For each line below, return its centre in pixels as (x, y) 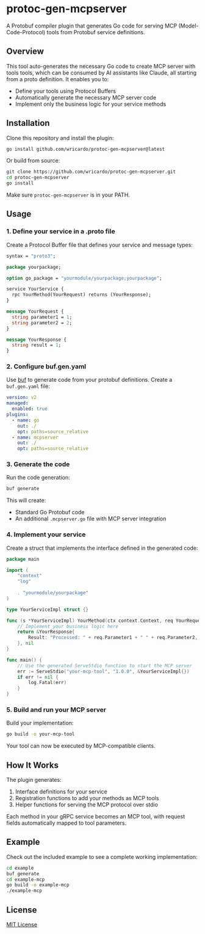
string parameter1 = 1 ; (42, 317)
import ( (17, 570)
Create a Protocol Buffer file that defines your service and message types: (100, 245)
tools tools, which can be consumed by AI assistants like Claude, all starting (102, 73)
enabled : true (30, 409)
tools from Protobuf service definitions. (96, 32)
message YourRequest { (35, 312)
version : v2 (21, 398)
